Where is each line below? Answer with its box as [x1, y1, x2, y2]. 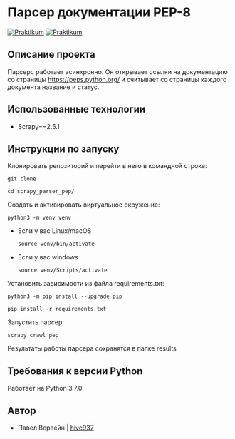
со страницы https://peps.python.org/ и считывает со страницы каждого [7, 75, 227, 83]
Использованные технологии [7, 103, 146, 115]
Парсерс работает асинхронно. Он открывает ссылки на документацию [7, 67, 228, 76]
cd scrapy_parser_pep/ [7, 188, 75, 195]
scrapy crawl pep [7, 332, 59, 339]
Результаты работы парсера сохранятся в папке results [7, 344, 177, 353]
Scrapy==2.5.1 [17, 122, 60, 130]
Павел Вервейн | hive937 [17, 423, 94, 432]
